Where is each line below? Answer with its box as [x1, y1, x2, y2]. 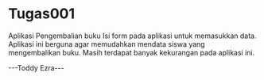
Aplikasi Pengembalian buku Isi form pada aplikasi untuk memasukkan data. [8, 31, 257, 40]
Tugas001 [8, 5, 76, 23]
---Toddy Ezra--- [8, 63, 65, 72]
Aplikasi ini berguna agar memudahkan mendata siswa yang [8, 39, 205, 48]
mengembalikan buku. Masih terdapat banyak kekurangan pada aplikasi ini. [8, 48, 255, 57]
